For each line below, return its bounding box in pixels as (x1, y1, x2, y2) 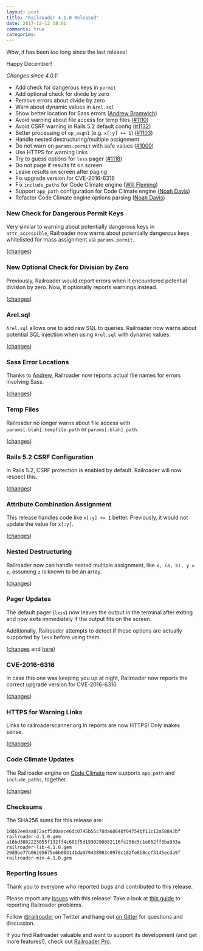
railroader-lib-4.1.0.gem (6, 844, 72, 850)
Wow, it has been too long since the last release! (6, 48, 128, 56)
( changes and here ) (6, 645, 56, 653)
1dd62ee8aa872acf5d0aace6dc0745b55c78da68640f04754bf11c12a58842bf (6, 828, 181, 834)
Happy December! (6, 60, 52, 68)
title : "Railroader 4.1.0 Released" (6, 15, 99, 21)
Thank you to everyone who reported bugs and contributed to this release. (6, 883, 193, 891)
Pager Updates (6, 595, 52, 603)
